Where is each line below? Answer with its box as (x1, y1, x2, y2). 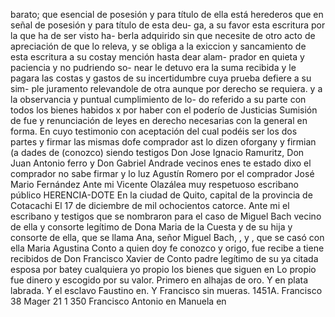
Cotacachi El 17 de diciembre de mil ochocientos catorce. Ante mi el (10, 200, 290, 211)
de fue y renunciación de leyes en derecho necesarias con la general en (10, 115, 308, 126)
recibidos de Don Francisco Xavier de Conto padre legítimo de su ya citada (10, 253, 319, 264)
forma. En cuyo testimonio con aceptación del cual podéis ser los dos (10, 125, 298, 137)
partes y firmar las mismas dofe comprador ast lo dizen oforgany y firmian (10, 136, 317, 148)
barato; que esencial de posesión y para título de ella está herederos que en (10, 9, 324, 20)
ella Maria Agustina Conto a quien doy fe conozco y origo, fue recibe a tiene (10, 242, 325, 254)
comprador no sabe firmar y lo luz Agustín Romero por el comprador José (10, 168, 315, 179)
